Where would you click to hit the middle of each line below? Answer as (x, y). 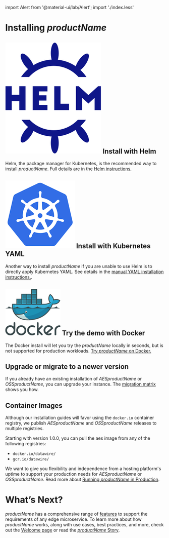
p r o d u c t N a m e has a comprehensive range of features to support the (76, 514)
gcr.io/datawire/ (31, 459)
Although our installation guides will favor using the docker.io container (80, 418)
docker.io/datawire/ (34, 454)
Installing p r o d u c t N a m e (56, 28)
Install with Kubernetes (113, 246)
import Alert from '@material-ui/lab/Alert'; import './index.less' (70, 7)
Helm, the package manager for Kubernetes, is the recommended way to (81, 163)
